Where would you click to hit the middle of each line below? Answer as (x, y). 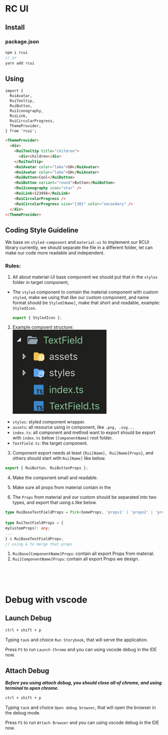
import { (14, 91)
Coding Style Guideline (42, 230)
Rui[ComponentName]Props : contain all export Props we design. (76, 559)
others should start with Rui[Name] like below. (59, 458)
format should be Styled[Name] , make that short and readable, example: (86, 303)
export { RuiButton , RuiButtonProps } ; (47, 468)
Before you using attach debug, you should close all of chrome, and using (83, 683)
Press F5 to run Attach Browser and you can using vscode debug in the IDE (82, 722)
